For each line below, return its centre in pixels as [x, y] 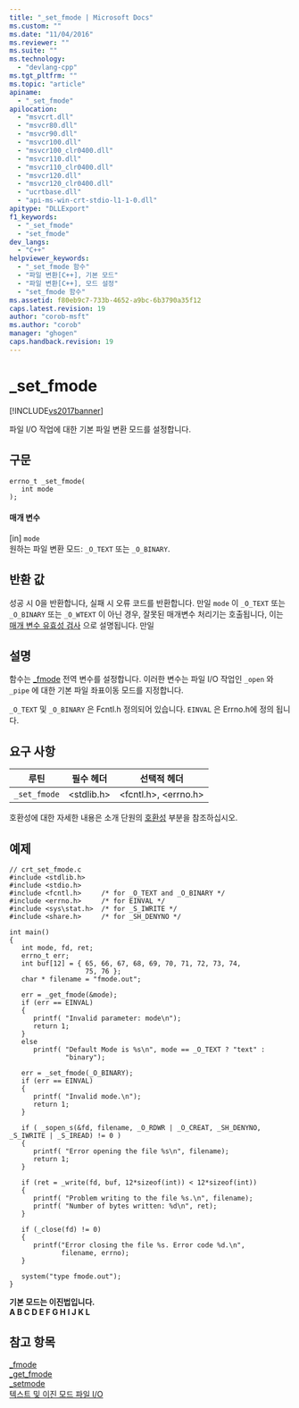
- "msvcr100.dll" [50, 142]
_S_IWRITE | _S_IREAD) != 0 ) [66, 1135]
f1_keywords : [33, 217]
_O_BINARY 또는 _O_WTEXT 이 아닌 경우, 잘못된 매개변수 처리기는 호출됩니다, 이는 [146, 614]
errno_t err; [45, 956]
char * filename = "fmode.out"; [81, 979]
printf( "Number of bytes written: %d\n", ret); [125, 1206]
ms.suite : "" [33, 51]
